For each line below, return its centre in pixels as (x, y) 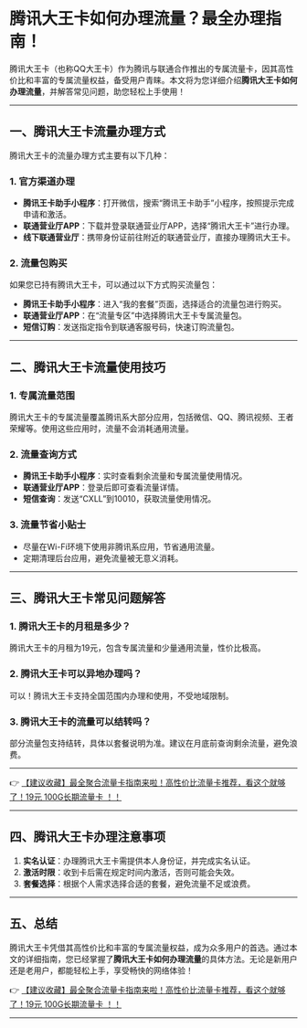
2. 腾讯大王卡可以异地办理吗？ (76, 674)
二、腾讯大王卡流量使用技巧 (88, 367)
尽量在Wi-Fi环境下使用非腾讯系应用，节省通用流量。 (121, 546)
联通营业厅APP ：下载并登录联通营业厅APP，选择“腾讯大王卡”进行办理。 (159, 226)
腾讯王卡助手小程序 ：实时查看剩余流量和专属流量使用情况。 (135, 476)
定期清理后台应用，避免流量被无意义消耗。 (103, 557)
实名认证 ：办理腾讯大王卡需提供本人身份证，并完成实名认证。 (139, 861)
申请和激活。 (47, 215)
